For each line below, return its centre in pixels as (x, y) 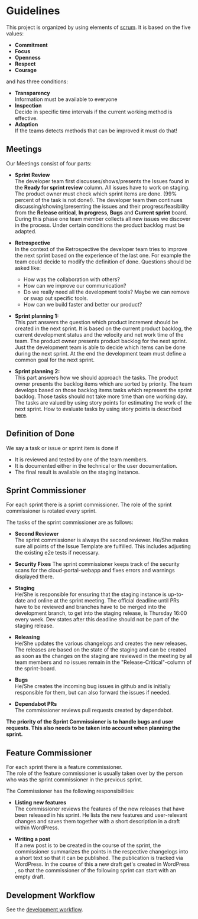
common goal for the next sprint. (55, 360)
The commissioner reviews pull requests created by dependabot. (94, 711)
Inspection (28, 105)
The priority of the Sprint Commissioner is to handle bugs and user (90, 722)
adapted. (25, 231)
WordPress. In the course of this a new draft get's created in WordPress (102, 864)
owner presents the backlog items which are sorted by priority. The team (103, 384)
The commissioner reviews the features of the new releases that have (100, 809)
